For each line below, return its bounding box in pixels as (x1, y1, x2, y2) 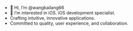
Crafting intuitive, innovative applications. (9, 15, 95, 21)
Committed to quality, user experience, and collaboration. (9, 20, 128, 26)
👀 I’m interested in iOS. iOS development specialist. (9, 10, 115, 16)
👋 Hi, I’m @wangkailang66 (9, 5, 64, 10)
